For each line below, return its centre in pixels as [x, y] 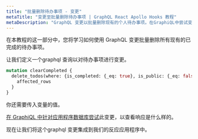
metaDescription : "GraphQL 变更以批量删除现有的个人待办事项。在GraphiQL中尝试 [97, 22]
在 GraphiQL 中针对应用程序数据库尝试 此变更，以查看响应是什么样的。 [91, 117]
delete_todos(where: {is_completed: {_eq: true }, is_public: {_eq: [96, 76]
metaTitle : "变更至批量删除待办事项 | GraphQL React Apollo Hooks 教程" [91, 17]
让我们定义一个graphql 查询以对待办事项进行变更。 [68, 60]
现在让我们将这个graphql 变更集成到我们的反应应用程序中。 [78, 129]
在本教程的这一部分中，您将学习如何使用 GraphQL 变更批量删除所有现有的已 [98, 40]
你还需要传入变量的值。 [34, 104]
